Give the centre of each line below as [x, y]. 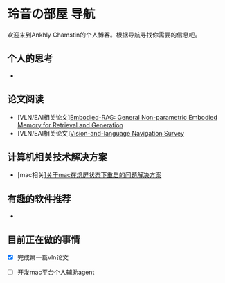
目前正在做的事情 [44, 239]
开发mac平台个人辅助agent [56, 272]
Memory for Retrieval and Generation [70, 125]
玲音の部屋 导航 [51, 14]
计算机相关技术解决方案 [57, 157]
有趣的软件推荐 [39, 199]
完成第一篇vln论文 [43, 257]
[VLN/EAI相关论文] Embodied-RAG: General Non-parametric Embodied [117, 117]
